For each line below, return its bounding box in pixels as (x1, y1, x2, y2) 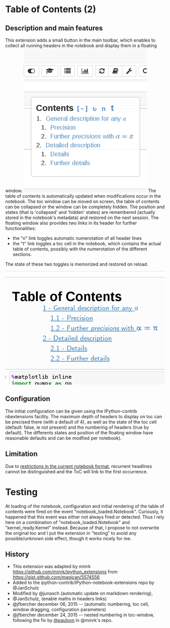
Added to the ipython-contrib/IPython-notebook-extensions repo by (12, 579, 154, 586)
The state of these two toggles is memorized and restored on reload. (5, 261, 148, 267)
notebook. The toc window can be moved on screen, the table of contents (5, 199, 160, 204)
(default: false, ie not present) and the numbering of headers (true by (5, 424, 149, 430)
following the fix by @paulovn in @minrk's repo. (12, 617, 113, 623)
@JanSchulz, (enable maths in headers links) (12, 596, 107, 602)
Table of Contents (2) (5, 4, 96, 15)
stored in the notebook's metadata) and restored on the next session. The (5, 214, 159, 220)
